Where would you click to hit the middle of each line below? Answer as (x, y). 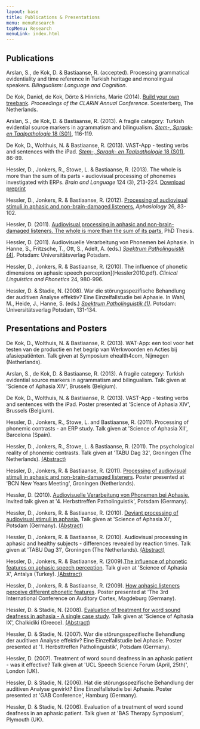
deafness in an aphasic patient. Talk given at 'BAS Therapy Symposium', (95, 713)
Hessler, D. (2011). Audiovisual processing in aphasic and (76, 224)
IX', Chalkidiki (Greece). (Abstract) (48, 622)
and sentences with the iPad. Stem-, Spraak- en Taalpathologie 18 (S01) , (96, 151)
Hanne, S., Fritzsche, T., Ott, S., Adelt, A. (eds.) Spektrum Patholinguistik (96, 248)
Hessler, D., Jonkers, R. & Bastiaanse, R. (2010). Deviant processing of (93, 513)
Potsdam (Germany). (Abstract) (45, 525)
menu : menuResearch (30, 23)
